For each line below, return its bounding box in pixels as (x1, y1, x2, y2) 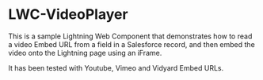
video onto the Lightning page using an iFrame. (8, 48, 162, 57)
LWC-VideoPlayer (8, 5, 128, 24)
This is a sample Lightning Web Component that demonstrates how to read (8, 31, 253, 41)
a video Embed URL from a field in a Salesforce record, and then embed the (8, 39, 255, 49)
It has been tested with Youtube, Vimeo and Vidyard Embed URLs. (8, 63, 224, 72)
